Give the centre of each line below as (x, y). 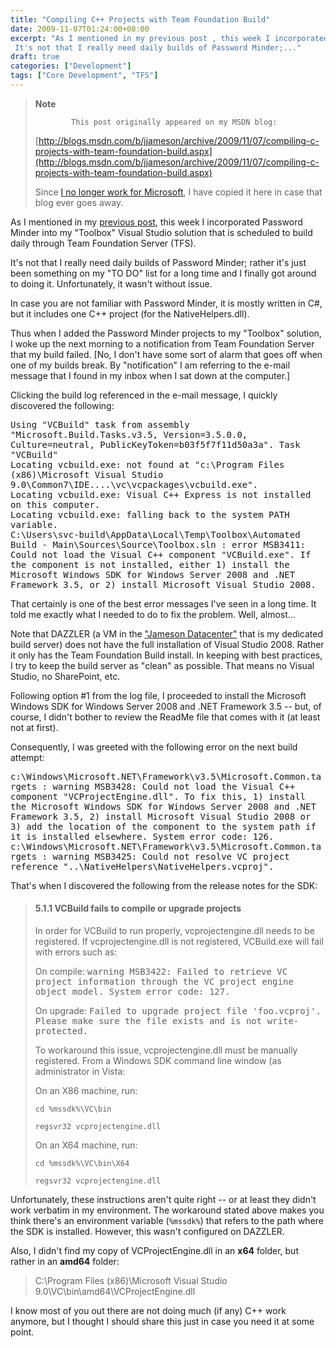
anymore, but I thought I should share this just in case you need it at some (162, 1322)
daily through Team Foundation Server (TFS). (103, 243)
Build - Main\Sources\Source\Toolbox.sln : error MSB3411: (158, 544)
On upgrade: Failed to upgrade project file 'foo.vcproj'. (178, 1011)
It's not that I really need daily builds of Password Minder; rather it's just (158, 262)
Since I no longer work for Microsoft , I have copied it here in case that (178, 192)
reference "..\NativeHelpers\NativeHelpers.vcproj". (142, 866)
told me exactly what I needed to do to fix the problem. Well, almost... (153, 614)
